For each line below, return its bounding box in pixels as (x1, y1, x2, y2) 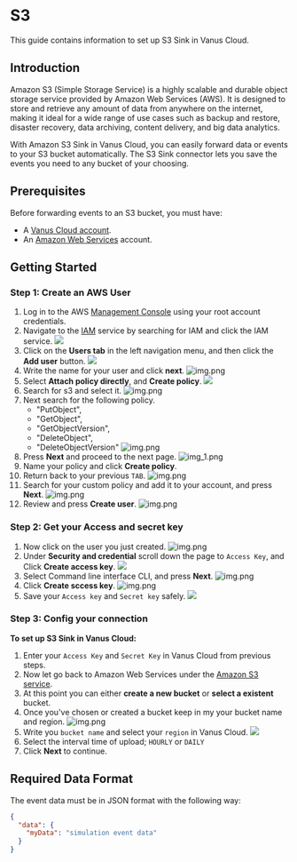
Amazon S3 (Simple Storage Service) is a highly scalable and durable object (10, 84, 288, 94)
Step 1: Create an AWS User (10, 286, 131, 299)
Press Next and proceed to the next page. (22, 451, 176, 462)
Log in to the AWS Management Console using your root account (22, 307, 261, 317)
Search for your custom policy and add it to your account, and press (22, 480, 273, 491)
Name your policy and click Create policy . (22, 461, 177, 472)
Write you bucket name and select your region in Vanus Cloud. (22, 726, 249, 738)
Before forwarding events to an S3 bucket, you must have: (10, 207, 223, 218)
